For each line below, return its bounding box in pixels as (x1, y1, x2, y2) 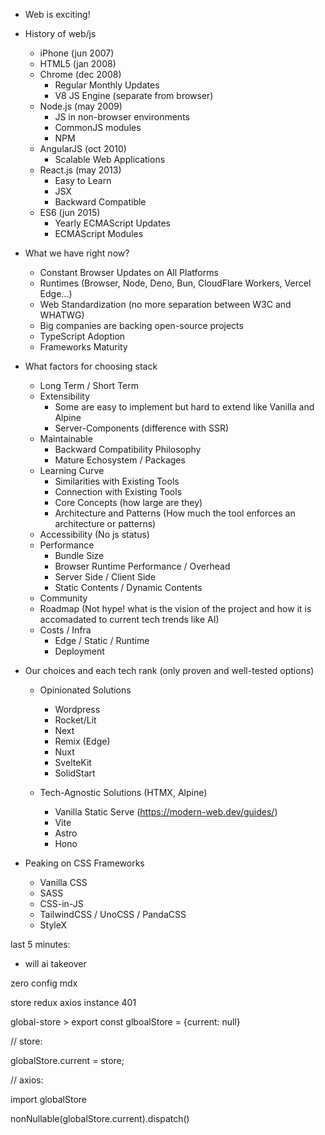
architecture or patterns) (54, 518, 157, 529)
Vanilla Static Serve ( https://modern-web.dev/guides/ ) (54, 806, 278, 818)
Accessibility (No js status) (39, 529, 150, 540)
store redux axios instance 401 (10, 997, 137, 1008)
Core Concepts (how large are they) (54, 497, 203, 508)
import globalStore (10, 1094, 87, 1105)
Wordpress (54, 704, 101, 715)
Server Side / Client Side (54, 571, 157, 583)
